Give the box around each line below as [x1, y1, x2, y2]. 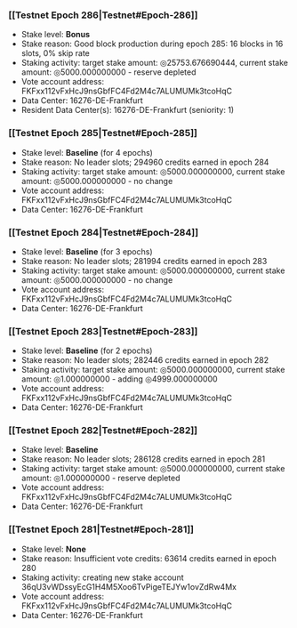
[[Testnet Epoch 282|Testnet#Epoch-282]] [8, 424, 198, 437]
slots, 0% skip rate [20, 48, 91, 59]
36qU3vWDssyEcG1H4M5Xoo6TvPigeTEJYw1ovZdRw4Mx [20, 581, 237, 592]
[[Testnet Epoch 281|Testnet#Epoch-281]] [8, 523, 195, 535]
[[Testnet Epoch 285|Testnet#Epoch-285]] [8, 127, 197, 140]
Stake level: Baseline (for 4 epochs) [20, 147, 153, 157]
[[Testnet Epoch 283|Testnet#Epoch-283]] [8, 325, 198, 337]
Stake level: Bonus [20, 29, 91, 40]
